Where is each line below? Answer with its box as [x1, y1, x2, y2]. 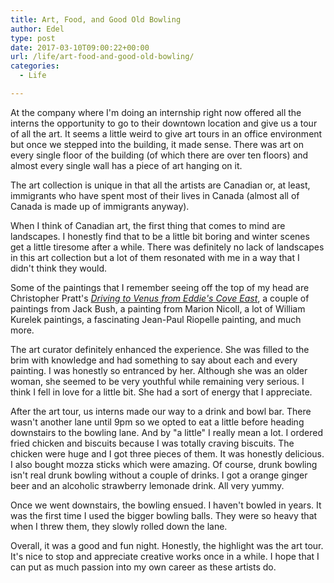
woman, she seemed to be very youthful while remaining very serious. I [10, 375, 305, 387]
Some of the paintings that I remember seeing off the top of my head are [10, 281, 310, 293]
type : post [10, 33, 56, 43]
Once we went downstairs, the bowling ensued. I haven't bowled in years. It [10, 499, 322, 511]
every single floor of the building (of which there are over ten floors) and [10, 149, 309, 161]
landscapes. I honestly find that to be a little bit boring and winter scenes [10, 230, 310, 242]
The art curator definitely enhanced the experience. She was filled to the [10, 343, 310, 355]
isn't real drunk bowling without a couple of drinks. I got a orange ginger [10, 469, 308, 481]
